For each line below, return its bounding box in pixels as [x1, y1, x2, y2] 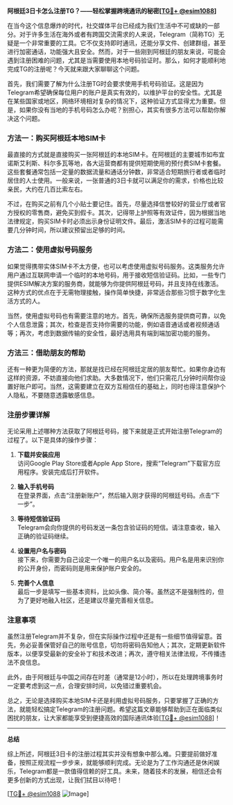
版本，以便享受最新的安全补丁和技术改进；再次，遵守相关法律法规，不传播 [7, 650, 220, 658]
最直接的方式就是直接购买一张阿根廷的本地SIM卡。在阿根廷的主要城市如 [7, 151, 213, 159]
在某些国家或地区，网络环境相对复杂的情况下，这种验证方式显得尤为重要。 [7, 97, 220, 105]
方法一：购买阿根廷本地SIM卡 [7, 133, 106, 143]
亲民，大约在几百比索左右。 [7, 185, 87, 194]
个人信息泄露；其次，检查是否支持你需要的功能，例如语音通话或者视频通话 [7, 320, 220, 328]
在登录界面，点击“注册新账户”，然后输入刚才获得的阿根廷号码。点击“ [17, 491, 214, 500]
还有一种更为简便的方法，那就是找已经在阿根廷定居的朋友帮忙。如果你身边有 [7, 364, 226, 373]
